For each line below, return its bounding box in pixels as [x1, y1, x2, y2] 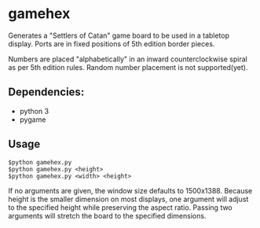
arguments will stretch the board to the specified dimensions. [8, 211, 207, 220]
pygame [19, 115, 46, 124]
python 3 [19, 106, 49, 116]
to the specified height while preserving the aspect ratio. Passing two [8, 202, 233, 212]
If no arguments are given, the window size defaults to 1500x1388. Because [8, 186, 253, 195]
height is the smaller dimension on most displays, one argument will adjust [8, 194, 249, 204]
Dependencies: [8, 86, 85, 99]
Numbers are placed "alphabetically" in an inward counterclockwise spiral [8, 54, 247, 64]
